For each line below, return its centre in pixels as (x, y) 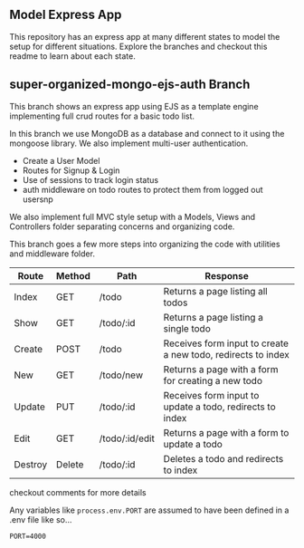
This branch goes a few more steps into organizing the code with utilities (145, 244)
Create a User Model (61, 160)
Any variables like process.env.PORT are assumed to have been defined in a (149, 510)
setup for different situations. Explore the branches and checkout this (138, 46)
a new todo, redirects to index (226, 354)
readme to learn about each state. (72, 56)
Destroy (31, 464)
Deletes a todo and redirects (223, 458)
